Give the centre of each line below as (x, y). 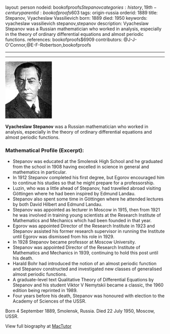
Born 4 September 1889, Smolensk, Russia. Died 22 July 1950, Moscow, (80, 311)
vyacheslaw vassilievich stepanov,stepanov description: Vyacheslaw (77, 23)
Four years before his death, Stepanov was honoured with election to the (89, 296)
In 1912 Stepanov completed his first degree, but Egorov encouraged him (89, 178)
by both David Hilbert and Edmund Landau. (57, 204)
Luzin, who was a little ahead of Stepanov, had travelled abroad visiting (87, 188)
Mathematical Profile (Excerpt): (45, 150)
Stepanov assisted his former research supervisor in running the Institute (89, 231)
